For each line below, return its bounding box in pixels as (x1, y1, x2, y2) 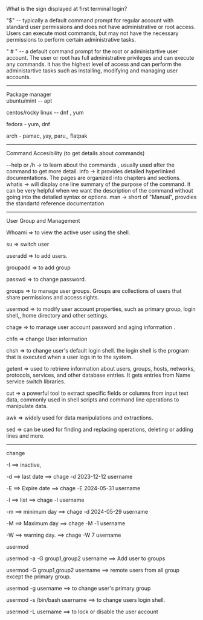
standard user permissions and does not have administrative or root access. (6, 24, 196, 30)
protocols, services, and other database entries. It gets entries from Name (6, 371, 191, 379)
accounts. (6, 74, 31, 80)
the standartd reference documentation (6, 200, 105, 207)
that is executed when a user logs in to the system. (6, 353, 133, 360)
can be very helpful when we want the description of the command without (6, 187, 193, 194)
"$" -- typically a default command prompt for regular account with (6, 17, 174, 24)
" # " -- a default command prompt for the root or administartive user (6, 48, 178, 55)
